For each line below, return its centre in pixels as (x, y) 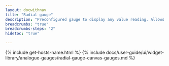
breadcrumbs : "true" (27, 24)
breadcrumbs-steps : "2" (30, 29)
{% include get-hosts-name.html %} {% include (55, 52)
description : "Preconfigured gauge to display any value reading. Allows (85, 19)
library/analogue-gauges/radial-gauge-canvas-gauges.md (66, 58)
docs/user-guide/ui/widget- (135, 52)
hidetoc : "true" (22, 34)
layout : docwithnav (26, 10)
